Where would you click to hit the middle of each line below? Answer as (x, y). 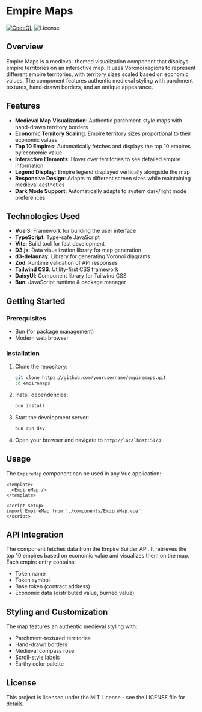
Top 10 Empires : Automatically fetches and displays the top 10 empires (103, 146)
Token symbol (32, 580)
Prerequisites (26, 318)
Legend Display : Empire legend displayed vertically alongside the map (103, 172)
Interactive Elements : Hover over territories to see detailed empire (97, 159)
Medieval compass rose (44, 651)
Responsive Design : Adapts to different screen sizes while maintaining (103, 178)
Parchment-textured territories (53, 638)
